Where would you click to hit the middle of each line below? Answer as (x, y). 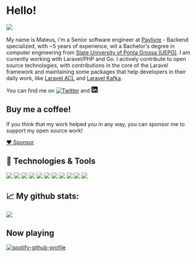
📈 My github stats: (43, 196)
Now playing (30, 233)
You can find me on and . (53, 90)
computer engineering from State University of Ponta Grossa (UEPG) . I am (98, 52)
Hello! (21, 11)
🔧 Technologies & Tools (51, 161)
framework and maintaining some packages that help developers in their (96, 71)
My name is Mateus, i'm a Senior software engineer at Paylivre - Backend (97, 39)
